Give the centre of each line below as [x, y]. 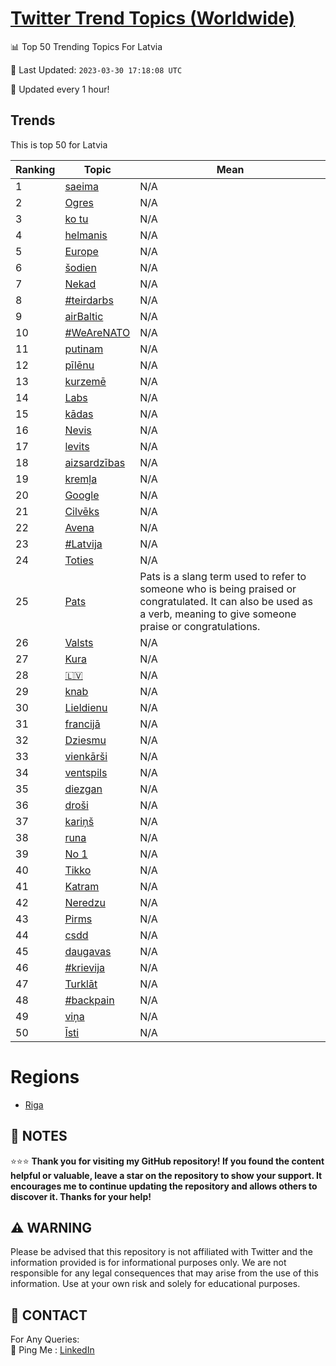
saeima [82, 186]
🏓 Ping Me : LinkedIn [52, 1350]
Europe [81, 251]
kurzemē [85, 381]
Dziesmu [85, 740]
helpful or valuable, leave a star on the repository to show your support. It [166, 1175]
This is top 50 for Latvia [59, 144]
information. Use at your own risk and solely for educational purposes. [155, 1284]
